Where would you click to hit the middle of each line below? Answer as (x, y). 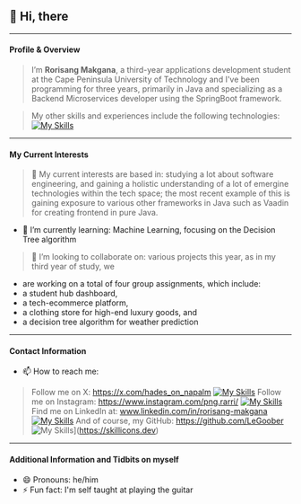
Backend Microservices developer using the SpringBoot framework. (156, 99)
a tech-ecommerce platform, (75, 303)
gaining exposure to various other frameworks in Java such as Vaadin (160, 203)
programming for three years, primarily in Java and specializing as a (157, 89)
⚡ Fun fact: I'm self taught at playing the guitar (107, 490)
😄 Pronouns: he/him (60, 479)
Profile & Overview (45, 49)
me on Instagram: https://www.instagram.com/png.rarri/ (135, 402)
